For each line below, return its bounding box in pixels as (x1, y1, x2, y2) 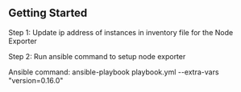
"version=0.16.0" (8, 75, 64, 85)
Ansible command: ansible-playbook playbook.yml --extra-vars (8, 67, 219, 77)
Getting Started (8, 6, 88, 20)
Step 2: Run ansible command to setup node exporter (8, 51, 186, 61)
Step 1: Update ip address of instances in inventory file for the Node (8, 27, 234, 37)
